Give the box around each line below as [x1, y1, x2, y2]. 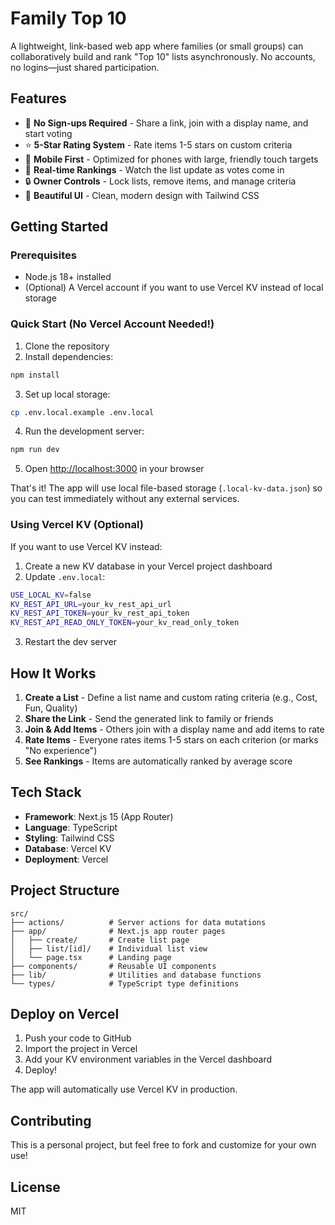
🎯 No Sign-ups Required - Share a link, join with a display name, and [24, 117, 309, 129]
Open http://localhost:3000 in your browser [24, 463, 205, 475]
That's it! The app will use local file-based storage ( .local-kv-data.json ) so [10, 482, 323, 494]
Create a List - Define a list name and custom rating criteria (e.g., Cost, [24, 691, 318, 703]
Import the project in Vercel [24, 1043, 138, 1055]
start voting [24, 127, 73, 139]
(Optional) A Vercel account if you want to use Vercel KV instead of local [24, 282, 324, 294]
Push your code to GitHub [24, 1032, 132, 1044]
